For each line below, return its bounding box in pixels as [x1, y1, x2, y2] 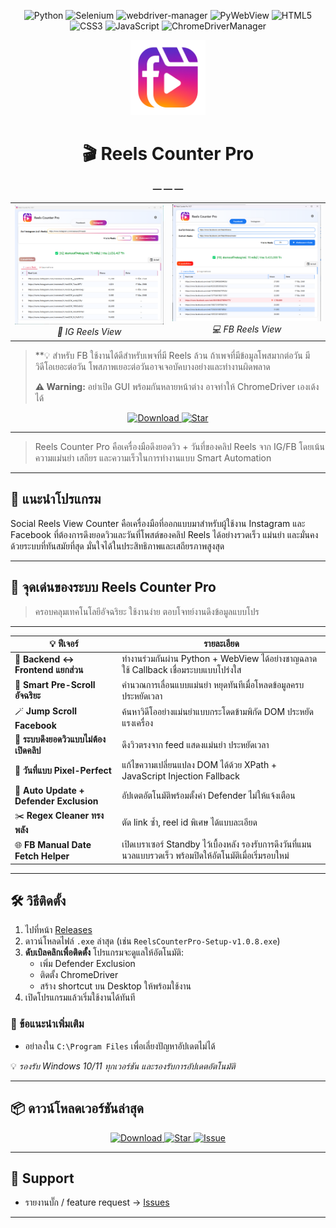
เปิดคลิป [14, 745, 42, 757]
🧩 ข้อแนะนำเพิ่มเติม [10, 1017, 85, 1031]
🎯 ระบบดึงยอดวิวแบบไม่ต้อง [14, 733, 107, 745]
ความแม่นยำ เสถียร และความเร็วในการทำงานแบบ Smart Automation [34, 451, 272, 464]
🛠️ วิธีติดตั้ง [10, 893, 67, 909]
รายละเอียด [203, 638, 240, 650]
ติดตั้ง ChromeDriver [39, 969, 119, 981]
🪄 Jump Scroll [14, 705, 77, 717]
